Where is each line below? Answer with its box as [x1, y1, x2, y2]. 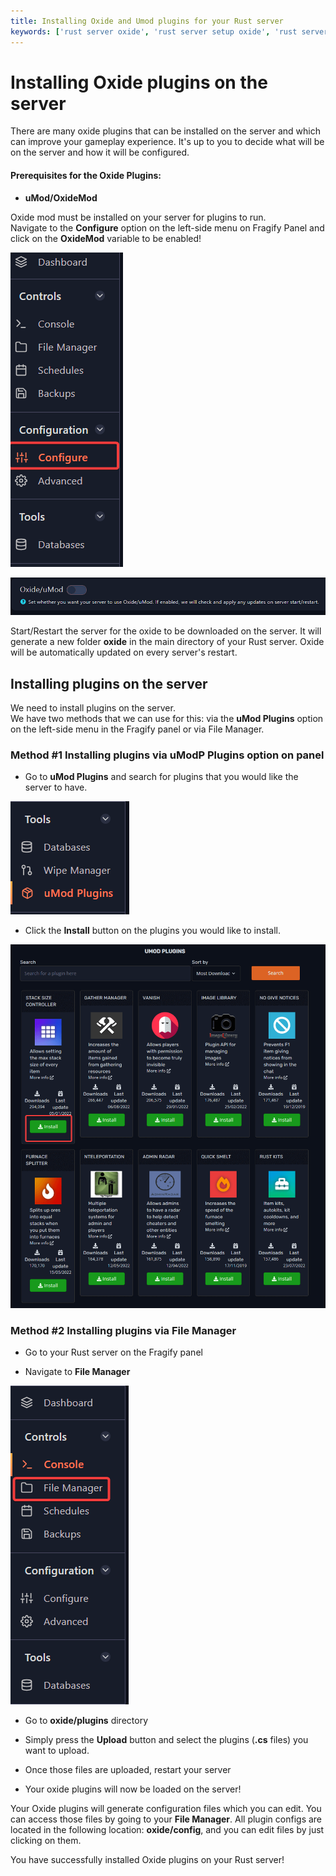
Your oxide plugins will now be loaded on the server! [24, 1783, 242, 1795]
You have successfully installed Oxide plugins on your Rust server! [10, 1853, 285, 1865]
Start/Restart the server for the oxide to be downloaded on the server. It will [10, 625, 322, 637]
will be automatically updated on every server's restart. [10, 646, 238, 659]
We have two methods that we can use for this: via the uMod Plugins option [10, 713, 324, 725]
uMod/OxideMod [24, 191, 98, 204]
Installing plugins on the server [10, 675, 208, 692]
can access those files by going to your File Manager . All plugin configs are [10, 1813, 323, 1825]
